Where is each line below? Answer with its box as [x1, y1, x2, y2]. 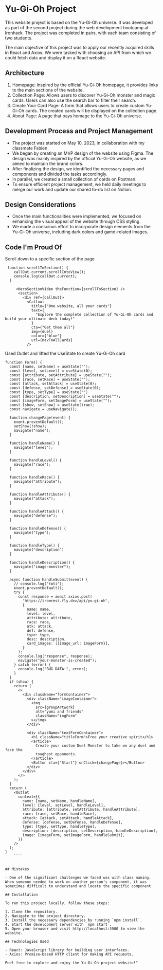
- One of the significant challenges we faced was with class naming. [5, 875, 151, 880]
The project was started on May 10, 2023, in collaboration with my [12, 140, 145, 146]
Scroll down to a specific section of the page [5, 256, 95, 262]
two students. [5, 35, 33, 41]
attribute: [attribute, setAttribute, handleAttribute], [22, 807, 140, 812]
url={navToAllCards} [31, 338, 73, 343]
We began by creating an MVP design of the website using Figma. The [12, 150, 154, 156]
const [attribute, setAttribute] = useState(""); [9, 373, 112, 378]
